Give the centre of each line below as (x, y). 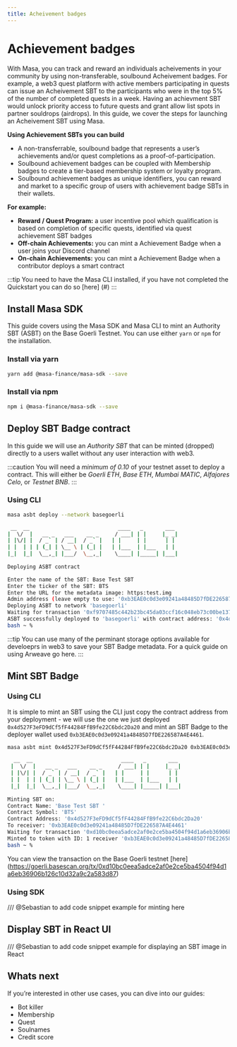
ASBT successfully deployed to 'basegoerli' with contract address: (110, 619)
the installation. (29, 341)
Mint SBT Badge (43, 676)
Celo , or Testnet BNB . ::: (42, 481)
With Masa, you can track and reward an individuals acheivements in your (115, 68)
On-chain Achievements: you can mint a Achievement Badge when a (119, 258)
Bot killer (30, 1007)
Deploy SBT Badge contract (69, 429)
